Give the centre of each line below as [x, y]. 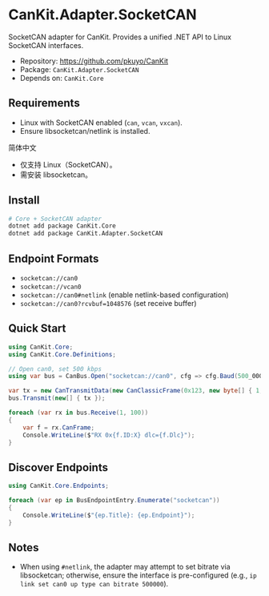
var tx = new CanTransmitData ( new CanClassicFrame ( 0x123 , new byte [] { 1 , [136, 391]
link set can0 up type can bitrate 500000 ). [94, 584]
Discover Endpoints [58, 467]
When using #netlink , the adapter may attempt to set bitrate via [125, 567]
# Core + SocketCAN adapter [55, 219]
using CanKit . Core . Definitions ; [62, 354]
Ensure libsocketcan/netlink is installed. [85, 131]
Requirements [44, 103]
